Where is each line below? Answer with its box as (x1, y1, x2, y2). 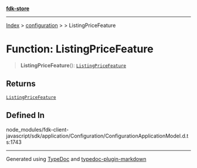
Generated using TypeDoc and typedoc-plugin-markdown (6, 155, 147, 162)
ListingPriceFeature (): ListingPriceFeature (20, 62, 127, 69)
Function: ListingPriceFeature (6, 42, 154, 56)
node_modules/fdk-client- (6, 126, 69, 133)
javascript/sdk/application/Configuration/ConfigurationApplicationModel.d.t (6, 132, 189, 139)
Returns (6, 79, 36, 89)
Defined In (6, 110, 45, 120)
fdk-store (6, 5, 30, 12)
